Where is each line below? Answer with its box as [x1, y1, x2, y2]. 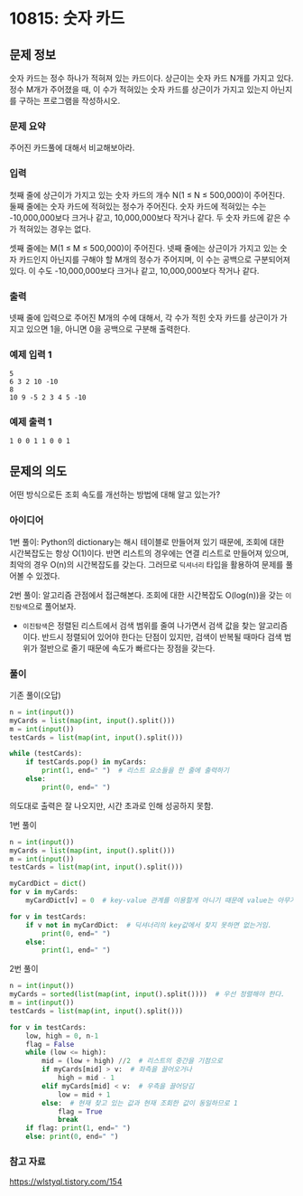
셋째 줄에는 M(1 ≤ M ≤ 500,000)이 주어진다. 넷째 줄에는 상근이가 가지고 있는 [9, 242, 278, 253]
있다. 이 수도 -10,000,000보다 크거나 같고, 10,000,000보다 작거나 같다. [9, 265, 260, 276]
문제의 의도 [9, 463, 68, 479]
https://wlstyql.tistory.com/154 [9, 1176, 123, 1187]
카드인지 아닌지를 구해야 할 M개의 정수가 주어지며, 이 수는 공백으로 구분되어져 [18, 254, 290, 265]
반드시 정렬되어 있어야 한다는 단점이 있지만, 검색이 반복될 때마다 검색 [41, 631, 282, 642]
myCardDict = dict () [9, 879, 87, 889]
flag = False [25, 1040, 75, 1049]
